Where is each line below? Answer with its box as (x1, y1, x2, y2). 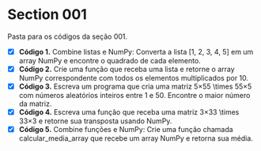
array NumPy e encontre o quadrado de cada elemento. (18, 56, 201, 65)
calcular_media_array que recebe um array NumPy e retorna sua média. (18, 134, 254, 143)
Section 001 (7, 6, 88, 24)
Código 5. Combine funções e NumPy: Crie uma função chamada (18, 125, 234, 134)
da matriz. (18, 99, 52, 108)
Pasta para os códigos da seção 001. (7, 32, 128, 41)
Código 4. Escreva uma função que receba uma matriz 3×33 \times (18, 108, 240, 117)
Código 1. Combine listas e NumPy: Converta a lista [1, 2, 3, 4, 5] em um (18, 47, 254, 56)
